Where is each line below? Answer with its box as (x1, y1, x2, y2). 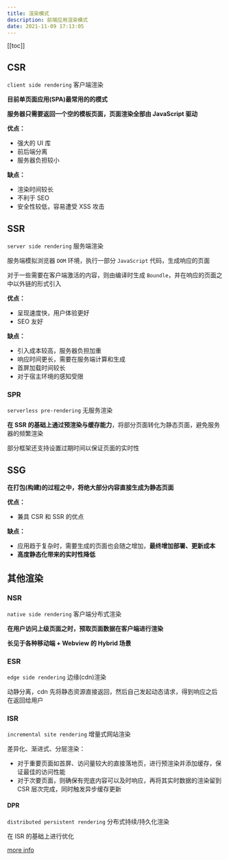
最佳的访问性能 (23, 768, 66, 776)
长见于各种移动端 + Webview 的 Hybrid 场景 (7, 639, 132, 647)
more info (7, 846, 34, 854)
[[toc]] (7, 42, 25, 50)
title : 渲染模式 (7, 10, 49, 17)
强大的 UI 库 (16, 139, 51, 148)
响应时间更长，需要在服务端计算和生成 (16, 355, 125, 363)
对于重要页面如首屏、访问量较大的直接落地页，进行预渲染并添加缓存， (16, 759, 216, 767)
